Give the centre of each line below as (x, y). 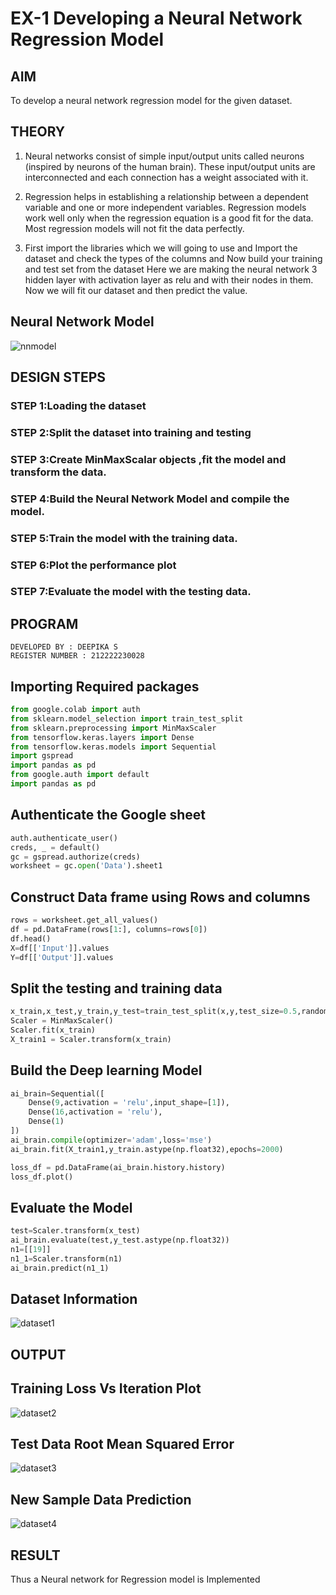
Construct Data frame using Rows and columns (160, 897)
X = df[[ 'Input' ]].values (60, 948)
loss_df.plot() (42, 1177)
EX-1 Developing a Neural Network (156, 18)
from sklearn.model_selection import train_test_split (127, 718)
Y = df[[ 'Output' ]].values (62, 957)
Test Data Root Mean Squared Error (122, 1444)
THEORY (38, 132)
